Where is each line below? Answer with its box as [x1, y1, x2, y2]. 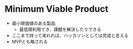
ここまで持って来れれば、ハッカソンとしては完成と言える [11, 32, 129, 38]
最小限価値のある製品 [11, 20, 55, 26]
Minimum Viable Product [4, 3, 109, 15]
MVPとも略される [11, 38, 48, 45]
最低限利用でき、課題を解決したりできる [19, 26, 102, 32]
